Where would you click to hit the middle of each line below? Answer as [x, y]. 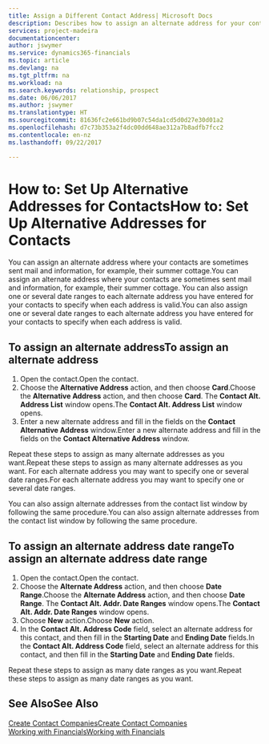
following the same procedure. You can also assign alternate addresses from [134, 512]
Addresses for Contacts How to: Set [128, 206]
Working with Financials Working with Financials [87, 731]
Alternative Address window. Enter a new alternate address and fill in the [140, 431]
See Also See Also [53, 704]
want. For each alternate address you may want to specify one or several [129, 471]
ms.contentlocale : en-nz [50, 135]
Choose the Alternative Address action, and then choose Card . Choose [138, 388]
